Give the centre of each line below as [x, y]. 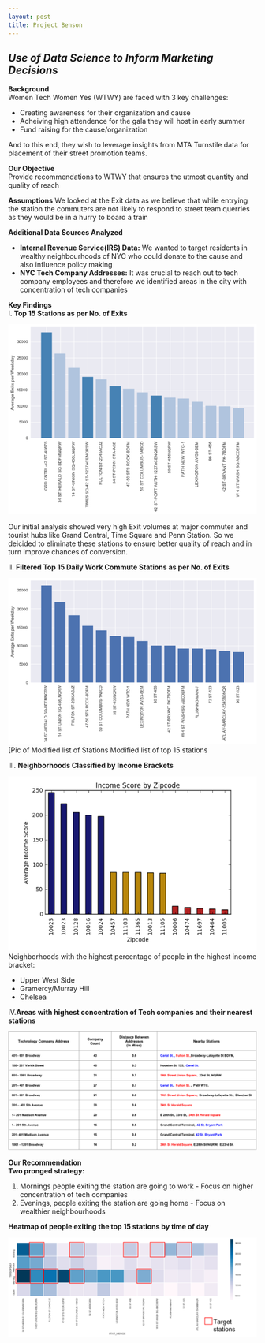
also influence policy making [66, 265]
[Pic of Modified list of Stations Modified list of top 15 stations [108, 750]
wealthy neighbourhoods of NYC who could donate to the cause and [131, 256]
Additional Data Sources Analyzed [66, 233]
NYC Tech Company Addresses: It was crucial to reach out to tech [129, 273]
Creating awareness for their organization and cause [105, 113]
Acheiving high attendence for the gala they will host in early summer [132, 121]
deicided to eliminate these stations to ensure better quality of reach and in [130, 543]
